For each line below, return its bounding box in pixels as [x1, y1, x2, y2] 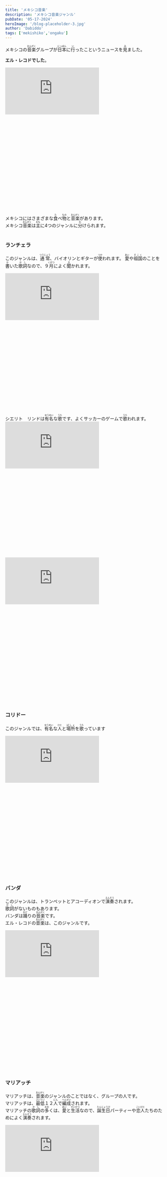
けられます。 [82, 222, 108, 228]
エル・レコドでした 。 [5, 57, 49, 63]
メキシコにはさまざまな [5, 215, 53, 221]
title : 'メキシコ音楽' [5, 7, 48, 13]
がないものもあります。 [14, 906, 62, 912]
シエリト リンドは [5, 416, 45, 422]
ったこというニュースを [74, 47, 123, 53]
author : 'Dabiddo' [5, 26, 43, 31]
